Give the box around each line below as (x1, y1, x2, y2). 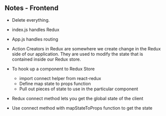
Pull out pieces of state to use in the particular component (19, 86, 139, 92)
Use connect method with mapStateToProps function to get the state (11, 105, 153, 111)
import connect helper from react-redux (19, 75, 101, 81)
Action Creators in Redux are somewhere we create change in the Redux (11, 45, 161, 51)
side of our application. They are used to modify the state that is (11, 51, 144, 57)
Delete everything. (11, 17, 50, 23)
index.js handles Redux (11, 27, 60, 33)
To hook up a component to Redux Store (11, 66, 95, 72)
